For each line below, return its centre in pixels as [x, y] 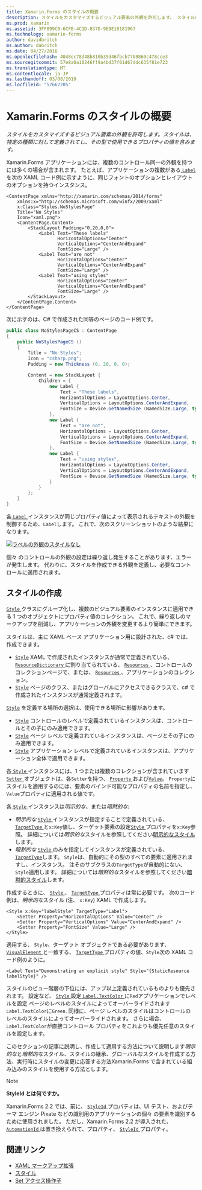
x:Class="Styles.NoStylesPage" [56, 207]
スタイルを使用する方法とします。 [69, 1069]
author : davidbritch [32, 40]
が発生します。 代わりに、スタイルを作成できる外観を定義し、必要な [91, 565]
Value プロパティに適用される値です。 [52, 794]
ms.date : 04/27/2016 [32, 51]
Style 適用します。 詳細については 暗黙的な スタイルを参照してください [101, 872]
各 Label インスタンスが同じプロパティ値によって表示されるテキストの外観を [101, 517]
